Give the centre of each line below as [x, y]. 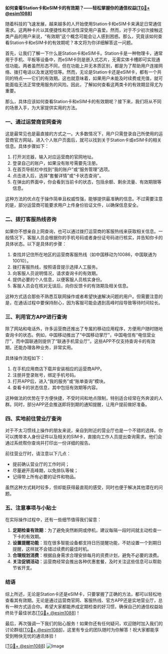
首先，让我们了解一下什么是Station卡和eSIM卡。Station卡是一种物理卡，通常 [84, 53]
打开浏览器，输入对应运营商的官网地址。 [54, 157]
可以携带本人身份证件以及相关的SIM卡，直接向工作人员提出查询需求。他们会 [84, 437]
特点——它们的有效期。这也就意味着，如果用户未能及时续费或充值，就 [86, 78]
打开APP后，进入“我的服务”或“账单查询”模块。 [60, 381]
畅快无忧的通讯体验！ [36, 636]
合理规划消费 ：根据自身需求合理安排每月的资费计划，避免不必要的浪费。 [87, 555]
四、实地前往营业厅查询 [33, 419]
